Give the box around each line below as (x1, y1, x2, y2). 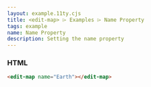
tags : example (7, 23, 48, 29)
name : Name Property (7, 29, 67, 36)
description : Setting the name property (7, 36, 125, 42)
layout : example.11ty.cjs (7, 10, 81, 17)
